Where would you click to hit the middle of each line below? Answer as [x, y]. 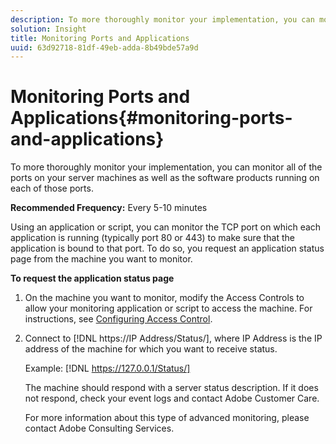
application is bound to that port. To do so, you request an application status [167, 248]
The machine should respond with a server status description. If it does [171, 388]
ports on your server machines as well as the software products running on [165, 178]
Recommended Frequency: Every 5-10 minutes [109, 208]
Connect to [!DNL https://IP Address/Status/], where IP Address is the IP [173, 338]
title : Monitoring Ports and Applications [100, 38]
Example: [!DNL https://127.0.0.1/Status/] [107, 368]
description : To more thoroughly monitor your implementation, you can [162, 19]
